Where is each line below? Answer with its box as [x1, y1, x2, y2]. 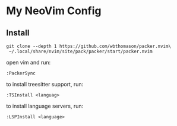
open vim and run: [6, 59, 51, 66]
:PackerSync [6, 70, 36, 76]
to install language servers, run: [6, 102, 84, 109]
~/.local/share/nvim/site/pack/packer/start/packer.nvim [8, 49, 153, 54]
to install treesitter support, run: [6, 81, 84, 88]
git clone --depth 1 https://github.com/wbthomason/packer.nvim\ [6, 43, 171, 49]
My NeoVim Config [6, 4, 102, 18]
